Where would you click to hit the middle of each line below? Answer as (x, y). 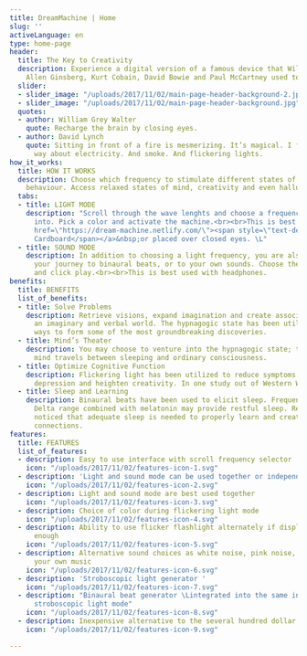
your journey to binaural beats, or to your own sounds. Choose (159, 265)
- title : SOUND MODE (57, 248)
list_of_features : (53, 451)
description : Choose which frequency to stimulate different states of (157, 179)
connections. (58, 426)
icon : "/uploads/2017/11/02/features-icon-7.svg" (122, 587)
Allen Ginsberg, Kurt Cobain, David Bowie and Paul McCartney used (157, 78)
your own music (63, 561)
